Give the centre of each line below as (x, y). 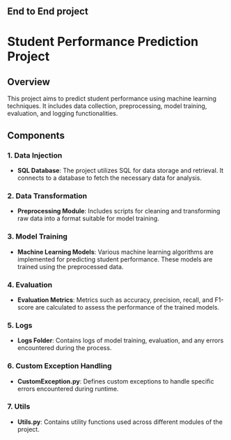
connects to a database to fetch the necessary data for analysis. (109, 178)
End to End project (48, 12)
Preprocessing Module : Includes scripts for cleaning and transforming (119, 211)
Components (36, 135)
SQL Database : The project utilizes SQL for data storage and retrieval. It (120, 171)
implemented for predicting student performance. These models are (115, 259)
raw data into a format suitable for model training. (88, 218)
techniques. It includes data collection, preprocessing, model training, (107, 106)
